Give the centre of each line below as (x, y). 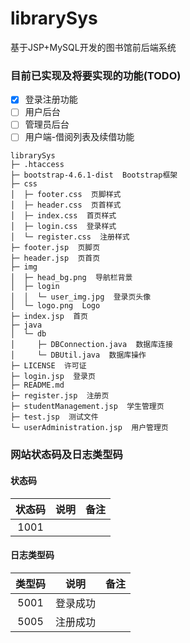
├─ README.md (37, 385)
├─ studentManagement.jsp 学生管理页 (87, 407)
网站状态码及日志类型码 (66, 455)
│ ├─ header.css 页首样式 (66, 205)
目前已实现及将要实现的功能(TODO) (96, 75)
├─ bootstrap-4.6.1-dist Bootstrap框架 (94, 175)
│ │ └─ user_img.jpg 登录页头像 (81, 297)
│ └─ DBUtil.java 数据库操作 (78, 355)
